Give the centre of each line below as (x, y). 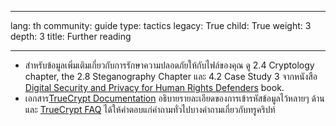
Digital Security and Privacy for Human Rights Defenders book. (154, 87)
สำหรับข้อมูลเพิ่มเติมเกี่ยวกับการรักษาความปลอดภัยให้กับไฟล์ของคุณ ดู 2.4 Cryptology (169, 65)
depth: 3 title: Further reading (71, 36)
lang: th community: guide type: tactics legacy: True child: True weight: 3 (161, 25)
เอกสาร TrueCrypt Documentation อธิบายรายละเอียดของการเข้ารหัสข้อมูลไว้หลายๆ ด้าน (174, 98)
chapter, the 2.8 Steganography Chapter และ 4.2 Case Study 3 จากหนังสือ (171, 76)
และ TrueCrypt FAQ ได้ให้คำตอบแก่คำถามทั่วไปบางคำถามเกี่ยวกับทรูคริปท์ (150, 109)
